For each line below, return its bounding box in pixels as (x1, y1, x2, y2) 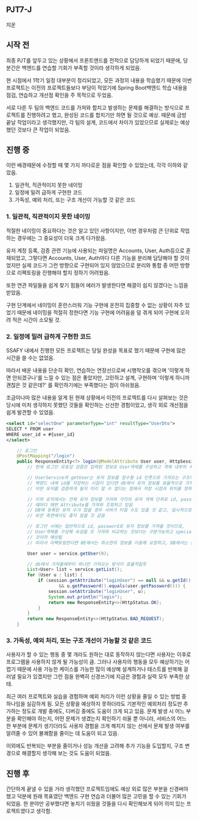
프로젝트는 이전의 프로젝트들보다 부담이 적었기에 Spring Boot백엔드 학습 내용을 (6, 84, 187, 91)
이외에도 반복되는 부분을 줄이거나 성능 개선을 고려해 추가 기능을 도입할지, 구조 (6, 742, 184, 749)
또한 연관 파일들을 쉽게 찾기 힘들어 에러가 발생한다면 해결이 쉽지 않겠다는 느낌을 (6, 281, 189, 288)
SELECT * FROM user (6, 426, 54, 432)
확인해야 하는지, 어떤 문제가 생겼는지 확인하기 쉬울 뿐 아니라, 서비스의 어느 (16, 715, 187, 722)
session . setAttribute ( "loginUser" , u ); (48, 588, 146, 594)
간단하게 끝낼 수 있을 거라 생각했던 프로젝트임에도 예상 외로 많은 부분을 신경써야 (6, 785, 189, 792)
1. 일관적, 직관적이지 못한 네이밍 (6, 212, 91, 220)
